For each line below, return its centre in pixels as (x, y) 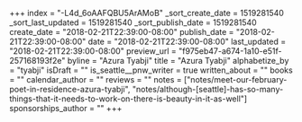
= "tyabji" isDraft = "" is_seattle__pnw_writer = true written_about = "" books (151, 70)
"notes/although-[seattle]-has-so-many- (208, 89)
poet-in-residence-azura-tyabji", (70, 89)
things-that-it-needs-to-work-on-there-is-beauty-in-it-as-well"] (128, 99)
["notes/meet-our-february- (235, 79)
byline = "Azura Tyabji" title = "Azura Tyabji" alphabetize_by (178, 61)
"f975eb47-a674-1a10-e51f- (230, 51)
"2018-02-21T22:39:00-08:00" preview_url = (93, 51)
